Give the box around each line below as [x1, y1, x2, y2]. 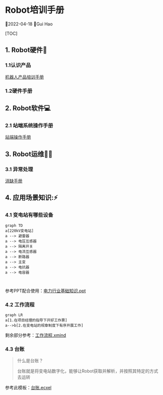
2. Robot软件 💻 [5, 104, 51, 112]
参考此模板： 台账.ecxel [5, 385, 52, 391]
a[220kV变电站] [5, 228, 34, 233]
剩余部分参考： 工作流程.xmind [5, 332, 66, 338]
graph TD [5, 223, 23, 228]
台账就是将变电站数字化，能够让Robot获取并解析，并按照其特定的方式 [17, 368, 159, 374]
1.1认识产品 [5, 62, 31, 69]
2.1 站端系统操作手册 [5, 122, 54, 129]
